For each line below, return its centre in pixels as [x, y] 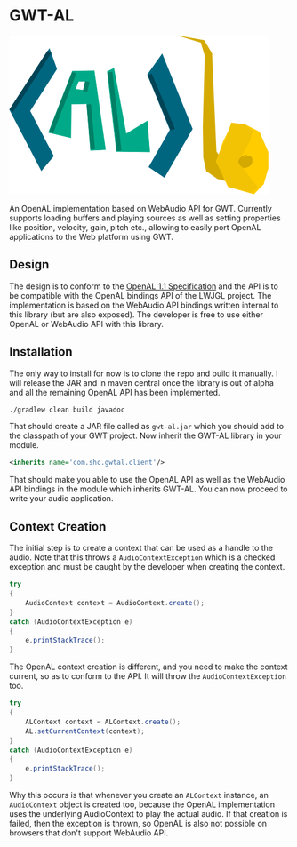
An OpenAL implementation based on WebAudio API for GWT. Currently [141, 208]
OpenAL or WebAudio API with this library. [87, 324]
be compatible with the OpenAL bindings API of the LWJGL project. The [140, 295]
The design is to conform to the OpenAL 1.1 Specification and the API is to [144, 286]
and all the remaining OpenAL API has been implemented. [115, 392]
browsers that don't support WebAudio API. [89, 833]
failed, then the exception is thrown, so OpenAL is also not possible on [138, 823]
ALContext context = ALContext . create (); [103, 722]
